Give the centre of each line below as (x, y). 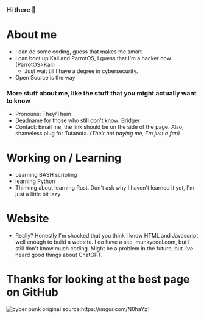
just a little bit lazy (38, 194)
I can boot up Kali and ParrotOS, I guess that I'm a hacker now (93, 58)
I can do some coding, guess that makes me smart (78, 52)
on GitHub (33, 293)
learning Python (35, 181)
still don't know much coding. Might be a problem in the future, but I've (104, 249)
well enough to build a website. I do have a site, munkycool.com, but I (102, 242)
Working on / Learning (64, 158)
